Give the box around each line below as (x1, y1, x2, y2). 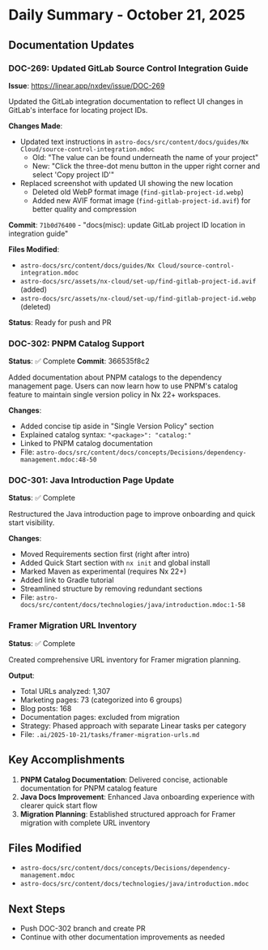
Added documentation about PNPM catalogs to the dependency (8, 372, 223, 383)
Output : (8, 670, 35, 680)
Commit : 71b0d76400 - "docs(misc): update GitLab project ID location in (8, 219, 245, 229)
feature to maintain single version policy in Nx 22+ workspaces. (8, 390, 221, 400)
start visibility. (8, 518, 55, 527)
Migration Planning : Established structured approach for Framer (19, 809, 236, 818)
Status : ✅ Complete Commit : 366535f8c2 (8, 356, 150, 367)
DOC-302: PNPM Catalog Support (8, 337, 145, 349)
